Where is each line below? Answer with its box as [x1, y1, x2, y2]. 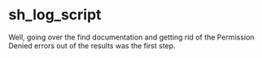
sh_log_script [8, 6, 102, 24]
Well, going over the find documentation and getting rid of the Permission [8, 32, 255, 42]
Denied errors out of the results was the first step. [8, 40, 177, 50]
